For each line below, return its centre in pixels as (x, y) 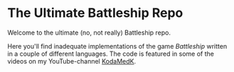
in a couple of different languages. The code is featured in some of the (111, 54)
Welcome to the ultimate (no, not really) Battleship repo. (89, 32)
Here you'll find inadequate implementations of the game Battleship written (117, 46)
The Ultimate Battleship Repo (95, 13)
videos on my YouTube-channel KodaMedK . (72, 61)
